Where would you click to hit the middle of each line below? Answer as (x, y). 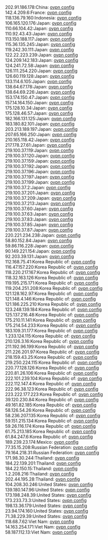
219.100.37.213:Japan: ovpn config (40, 203)
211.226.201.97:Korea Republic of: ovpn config (52, 352)
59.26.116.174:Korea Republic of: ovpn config (51, 426)
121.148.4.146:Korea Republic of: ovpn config (51, 299)
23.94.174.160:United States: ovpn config (47, 511)
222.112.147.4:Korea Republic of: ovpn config (51, 384)
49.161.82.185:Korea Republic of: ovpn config (51, 405)
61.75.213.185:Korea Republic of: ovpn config (51, 431)
